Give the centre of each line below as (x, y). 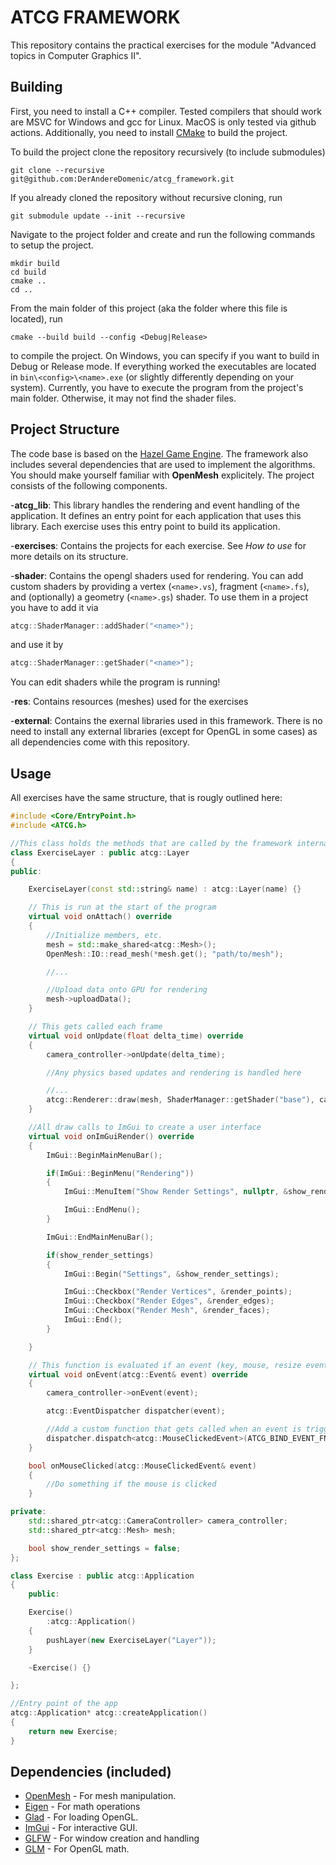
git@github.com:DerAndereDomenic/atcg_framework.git (122, 179)
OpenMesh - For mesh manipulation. (100, 1796)
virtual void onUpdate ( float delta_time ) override (136, 1036)
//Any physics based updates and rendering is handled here (174, 1072)
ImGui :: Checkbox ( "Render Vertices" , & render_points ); (178, 1292)
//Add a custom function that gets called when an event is (174, 1429)
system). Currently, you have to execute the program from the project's (157, 387)
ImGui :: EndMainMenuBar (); (100, 1237)
